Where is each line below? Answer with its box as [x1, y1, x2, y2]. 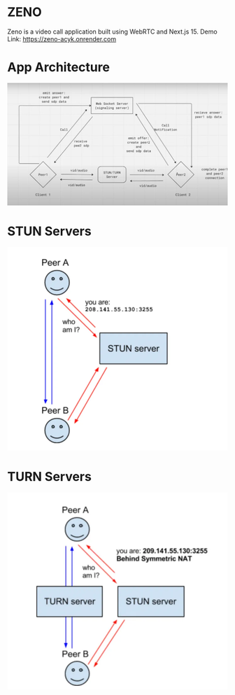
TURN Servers [7, 469, 92, 485]
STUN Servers [7, 223, 92, 239]
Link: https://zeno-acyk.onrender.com [7, 34, 117, 43]
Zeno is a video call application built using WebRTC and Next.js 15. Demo [7, 27, 218, 36]
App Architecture [7, 59, 111, 76]
